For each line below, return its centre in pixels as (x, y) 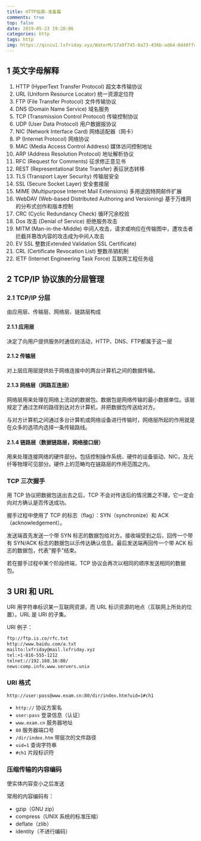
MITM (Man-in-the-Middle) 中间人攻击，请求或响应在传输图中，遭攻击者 (104, 229)
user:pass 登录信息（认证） (49, 715)
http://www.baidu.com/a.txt (42, 644)
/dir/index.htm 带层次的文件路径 (56, 737)
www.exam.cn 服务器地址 (44, 722)
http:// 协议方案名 (38, 708)
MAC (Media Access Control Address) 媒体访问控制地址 (84, 146)
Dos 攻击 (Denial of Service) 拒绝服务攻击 (67, 221)
